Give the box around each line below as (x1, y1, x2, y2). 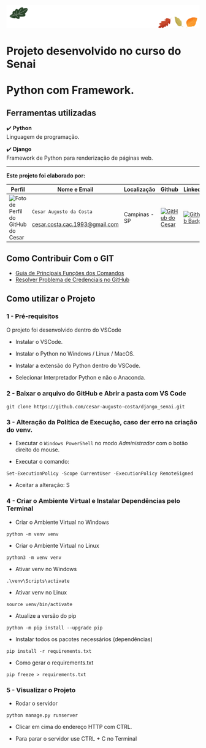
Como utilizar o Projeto (6, 294, 96, 304)
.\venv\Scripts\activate (6, 578, 70, 584)
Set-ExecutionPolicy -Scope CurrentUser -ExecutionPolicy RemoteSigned (6, 470, 193, 477)
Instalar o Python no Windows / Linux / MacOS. (15, 349, 135, 357)
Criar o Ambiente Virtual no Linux (15, 542, 99, 549)
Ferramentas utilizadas (6, 107, 97, 118)
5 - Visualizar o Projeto (6, 685, 76, 694)
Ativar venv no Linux (15, 588, 67, 596)
